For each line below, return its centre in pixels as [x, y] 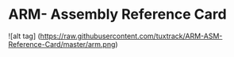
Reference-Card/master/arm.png [62, 44]
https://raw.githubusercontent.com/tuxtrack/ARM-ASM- [131, 36]
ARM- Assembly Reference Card [118, 14]
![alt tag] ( [25, 36]
